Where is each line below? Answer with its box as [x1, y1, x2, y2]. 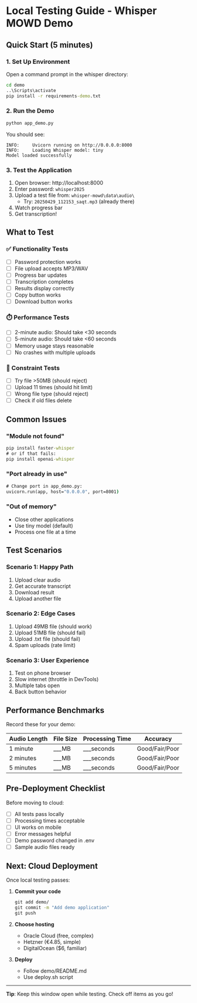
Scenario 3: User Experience [6, 656, 90, 664]
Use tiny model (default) [14, 522, 73, 529]
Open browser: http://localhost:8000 [14, 179, 104, 186]
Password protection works [14, 258, 81, 265]
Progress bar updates [14, 271, 67, 278]
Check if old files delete [14, 397, 72, 404]
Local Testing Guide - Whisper [6, 4, 157, 18]
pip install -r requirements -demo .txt [6, 93, 101, 99]
